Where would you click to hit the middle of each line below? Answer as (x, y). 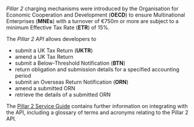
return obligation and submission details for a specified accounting (97, 69)
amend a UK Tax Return (44, 57)
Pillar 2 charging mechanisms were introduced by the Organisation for (93, 9)
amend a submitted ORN (45, 88)
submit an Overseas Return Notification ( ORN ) (72, 82)
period (23, 76)
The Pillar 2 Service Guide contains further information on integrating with (97, 106)
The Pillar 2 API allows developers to (51, 39)
